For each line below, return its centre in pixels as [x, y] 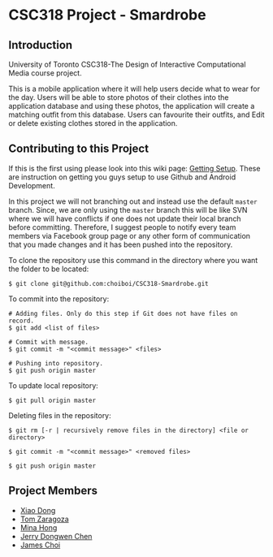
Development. [32, 185]
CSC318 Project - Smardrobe [107, 15]
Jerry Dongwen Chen [56, 536]
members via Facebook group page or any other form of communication [129, 235]
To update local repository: [54, 385]
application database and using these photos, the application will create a [132, 106]
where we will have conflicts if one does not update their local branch [125, 218]
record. [22, 321]
